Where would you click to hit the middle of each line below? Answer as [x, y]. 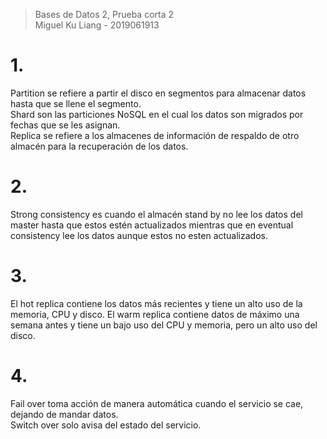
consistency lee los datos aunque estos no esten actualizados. [139, 235]
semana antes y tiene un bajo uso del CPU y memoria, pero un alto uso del [164, 325]
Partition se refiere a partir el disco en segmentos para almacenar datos [158, 93]
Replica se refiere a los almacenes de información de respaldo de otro [155, 135]
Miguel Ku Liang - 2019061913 [97, 25]
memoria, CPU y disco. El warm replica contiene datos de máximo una [155, 314]
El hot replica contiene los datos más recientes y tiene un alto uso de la [156, 303]
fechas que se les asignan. [65, 125]
